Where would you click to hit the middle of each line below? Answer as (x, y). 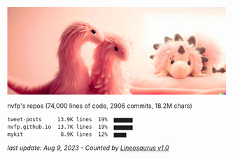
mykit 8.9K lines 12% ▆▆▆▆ (67, 134)
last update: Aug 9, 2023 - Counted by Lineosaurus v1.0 (88, 148)
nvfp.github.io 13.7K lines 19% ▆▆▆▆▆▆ (70, 127)
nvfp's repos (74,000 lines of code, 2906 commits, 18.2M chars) (100, 106)
